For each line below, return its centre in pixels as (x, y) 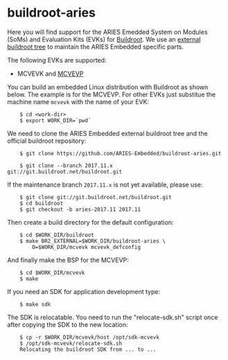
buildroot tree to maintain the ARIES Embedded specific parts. (96, 46)
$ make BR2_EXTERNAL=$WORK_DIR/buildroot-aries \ (93, 241)
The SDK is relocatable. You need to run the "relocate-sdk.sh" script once (113, 317)
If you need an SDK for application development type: (84, 291)
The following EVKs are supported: (57, 60)
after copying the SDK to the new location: (68, 325)
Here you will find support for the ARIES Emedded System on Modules (107, 32)
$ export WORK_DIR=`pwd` (55, 120)
